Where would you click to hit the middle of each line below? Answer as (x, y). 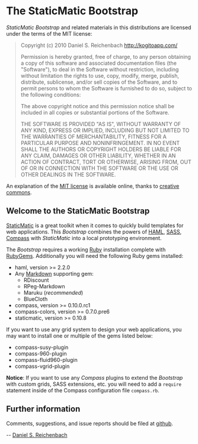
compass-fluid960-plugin (46, 360)
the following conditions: (51, 95)
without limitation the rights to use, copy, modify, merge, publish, (100, 75)
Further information (43, 409)
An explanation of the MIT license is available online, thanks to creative (93, 186)
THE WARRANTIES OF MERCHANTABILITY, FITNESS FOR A (94, 136)
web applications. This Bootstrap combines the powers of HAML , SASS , (94, 232)
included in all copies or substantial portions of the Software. (95, 112)
